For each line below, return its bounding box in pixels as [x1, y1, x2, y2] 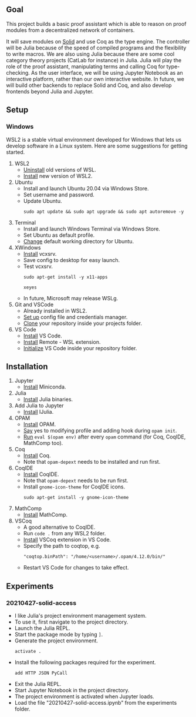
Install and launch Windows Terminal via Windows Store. [23, 225, 160, 232]
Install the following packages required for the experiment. [14, 659, 157, 666]
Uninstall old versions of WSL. [23, 166, 96, 173]
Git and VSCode [14, 301, 54, 308]
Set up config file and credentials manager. [23, 313, 128, 320]
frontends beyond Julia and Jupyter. [6, 88, 94, 95]
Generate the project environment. [14, 637, 99, 644]
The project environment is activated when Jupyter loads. [14, 693, 154, 700]
